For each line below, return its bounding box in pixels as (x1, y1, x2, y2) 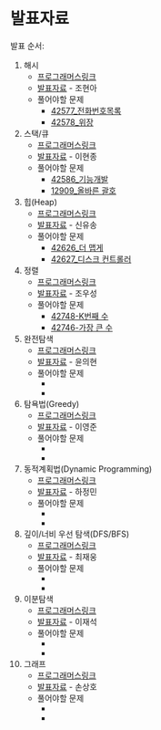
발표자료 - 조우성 (36, 287, 98, 298)
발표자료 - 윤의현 (36, 356, 98, 367)
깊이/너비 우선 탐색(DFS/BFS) (23, 528, 130, 539)
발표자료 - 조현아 (36, 82, 98, 93)
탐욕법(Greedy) (23, 398, 80, 409)
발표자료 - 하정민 (36, 485, 98, 497)
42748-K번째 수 (50, 310, 109, 321)
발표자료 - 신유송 (36, 219, 98, 230)
